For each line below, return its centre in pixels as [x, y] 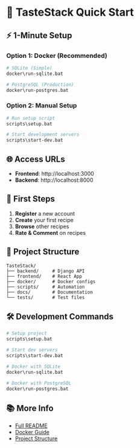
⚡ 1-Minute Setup [39, 35]
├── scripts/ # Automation [46, 287]
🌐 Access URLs [36, 159]
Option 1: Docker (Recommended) [57, 56]
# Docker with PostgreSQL [39, 383]
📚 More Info [30, 408]
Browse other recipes [42, 226]
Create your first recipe [44, 220]
